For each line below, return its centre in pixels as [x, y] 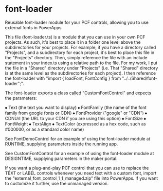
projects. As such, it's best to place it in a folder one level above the [73, 42]
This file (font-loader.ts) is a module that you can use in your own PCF [75, 37]
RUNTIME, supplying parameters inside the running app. [62, 144]
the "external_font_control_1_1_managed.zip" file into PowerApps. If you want [81, 178]
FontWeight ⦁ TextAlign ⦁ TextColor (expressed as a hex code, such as [75, 124]
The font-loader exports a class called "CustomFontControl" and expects [78, 93]
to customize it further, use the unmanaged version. [57, 183]
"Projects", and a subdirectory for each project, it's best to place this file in [80, 52]
